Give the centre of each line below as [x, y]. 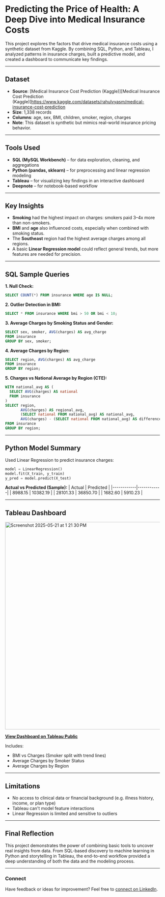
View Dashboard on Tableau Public [41, 737]
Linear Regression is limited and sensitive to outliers [65, 813]
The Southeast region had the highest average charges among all [79, 239]
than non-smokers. [31, 223]
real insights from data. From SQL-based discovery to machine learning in [80, 851]
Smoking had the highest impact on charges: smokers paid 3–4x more [83, 218]
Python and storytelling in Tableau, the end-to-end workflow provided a [78, 856]
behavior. [22, 128]
